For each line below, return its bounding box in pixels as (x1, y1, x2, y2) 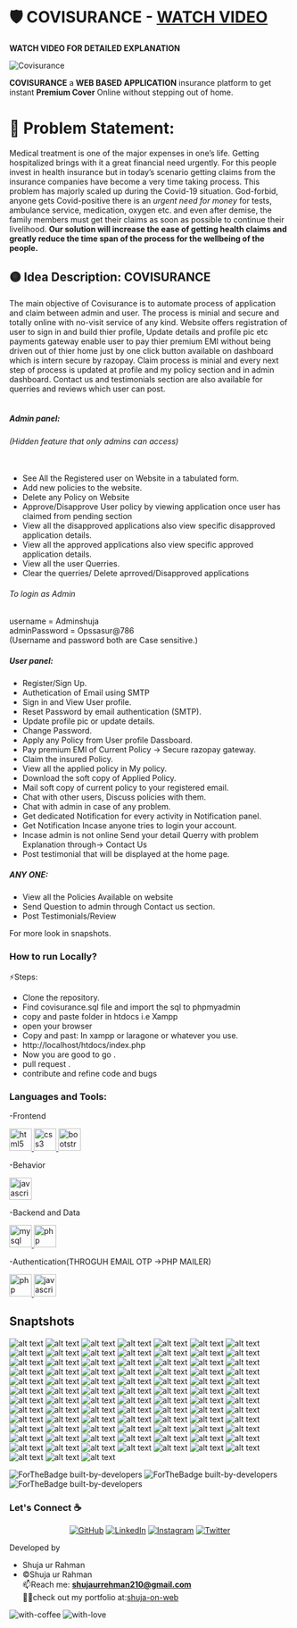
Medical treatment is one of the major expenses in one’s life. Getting (9, 147, 260, 158)
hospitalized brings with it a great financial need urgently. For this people (9, 157, 277, 168)
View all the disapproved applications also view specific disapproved (21, 520, 276, 532)
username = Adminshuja (9, 616, 100, 626)
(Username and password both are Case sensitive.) (9, 635, 199, 646)
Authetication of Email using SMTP (21, 687, 150, 698)
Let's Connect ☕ (9, 1501, 82, 1514)
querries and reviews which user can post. (9, 383, 166, 394)
